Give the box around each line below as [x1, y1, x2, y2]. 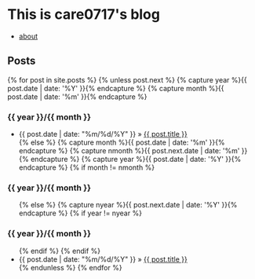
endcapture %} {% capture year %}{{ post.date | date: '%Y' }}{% [30, 155, 242, 164]
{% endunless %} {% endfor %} [18, 262, 122, 272]
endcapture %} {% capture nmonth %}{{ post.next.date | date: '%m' [18, 146, 240, 156]
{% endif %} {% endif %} [18, 246, 101, 255]
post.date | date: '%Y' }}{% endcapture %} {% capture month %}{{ [7, 83, 224, 93]
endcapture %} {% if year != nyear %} [18, 208, 143, 218]
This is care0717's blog [7, 6, 160, 24]
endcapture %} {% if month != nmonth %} [18, 163, 155, 172]
